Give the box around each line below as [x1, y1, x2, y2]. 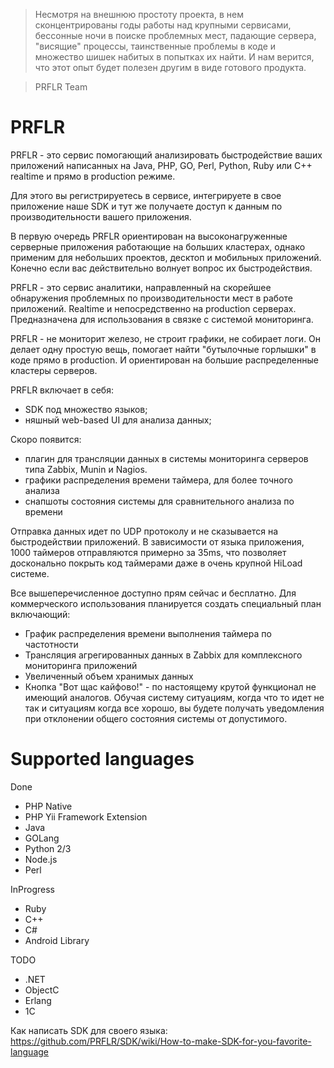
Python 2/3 [24, 842, 72, 854]
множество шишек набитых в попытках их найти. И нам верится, [34, 51, 315, 63]
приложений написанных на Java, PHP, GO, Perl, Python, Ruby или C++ [10, 159, 313, 171]
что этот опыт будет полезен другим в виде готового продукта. [34, 62, 307, 73]
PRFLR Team [34, 81, 88, 93]
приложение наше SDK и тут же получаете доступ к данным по [10, 200, 283, 212]
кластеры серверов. [10, 364, 98, 376]
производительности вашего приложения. [10, 210, 192, 223]
